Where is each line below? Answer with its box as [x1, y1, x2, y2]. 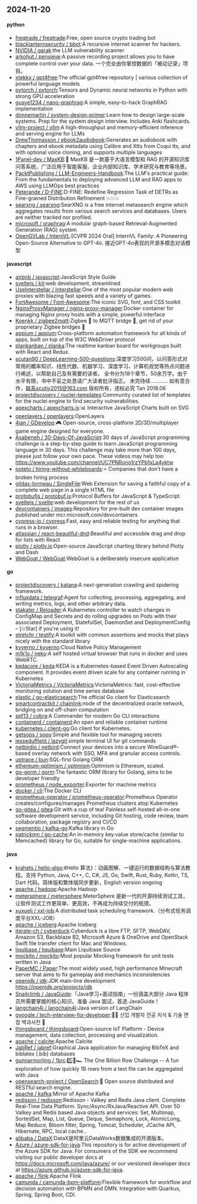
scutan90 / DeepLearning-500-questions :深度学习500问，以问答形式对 [15, 355, 188, 362]
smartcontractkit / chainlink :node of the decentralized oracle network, [15, 700, 185, 707]
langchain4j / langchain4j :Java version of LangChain [15, 1004, 142, 1011]
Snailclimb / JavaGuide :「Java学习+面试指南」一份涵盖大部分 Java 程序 [15, 990, 189, 997]
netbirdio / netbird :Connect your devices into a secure [15, 744, 146, 750]
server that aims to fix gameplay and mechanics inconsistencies [15, 971, 171, 978]
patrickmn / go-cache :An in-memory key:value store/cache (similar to [15, 831, 184, 838]
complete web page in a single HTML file [15, 486, 114, 493]
